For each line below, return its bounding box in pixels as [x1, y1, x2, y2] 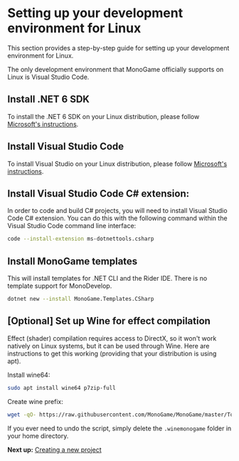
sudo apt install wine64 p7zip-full [7, 384, 116, 391]
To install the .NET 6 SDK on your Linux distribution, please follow [7, 112, 200, 120]
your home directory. [7, 431, 69, 440]
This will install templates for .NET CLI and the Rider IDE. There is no [7, 274, 208, 283]
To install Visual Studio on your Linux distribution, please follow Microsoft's [7, 159, 228, 168]
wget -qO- [7, 411, 37, 418]
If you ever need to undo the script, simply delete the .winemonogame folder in [7, 424, 232, 432]
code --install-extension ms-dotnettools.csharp [7, 235, 154, 243]
